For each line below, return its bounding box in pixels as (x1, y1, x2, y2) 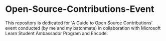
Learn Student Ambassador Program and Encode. (5, 30, 108, 36)
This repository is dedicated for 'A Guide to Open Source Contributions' (5, 20, 153, 26)
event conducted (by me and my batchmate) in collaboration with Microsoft (5, 25, 161, 31)
